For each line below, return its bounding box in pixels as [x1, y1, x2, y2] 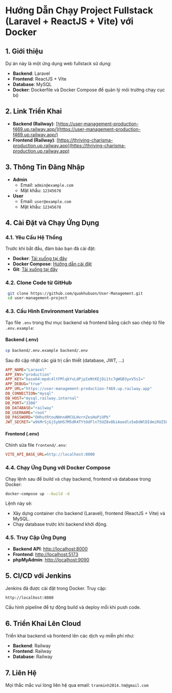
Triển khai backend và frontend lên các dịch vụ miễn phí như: [5, 633, 135, 639]
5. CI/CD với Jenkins [5, 571, 72, 580]
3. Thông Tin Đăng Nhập [5, 163, 85, 171]
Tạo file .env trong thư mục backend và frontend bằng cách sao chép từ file [5, 319, 165, 325]
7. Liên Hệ [5, 668, 37, 677]
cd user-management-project [7, 295, 68, 301]
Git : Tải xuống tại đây [12, 266, 58, 272]
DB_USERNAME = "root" [5, 410, 47, 415]
